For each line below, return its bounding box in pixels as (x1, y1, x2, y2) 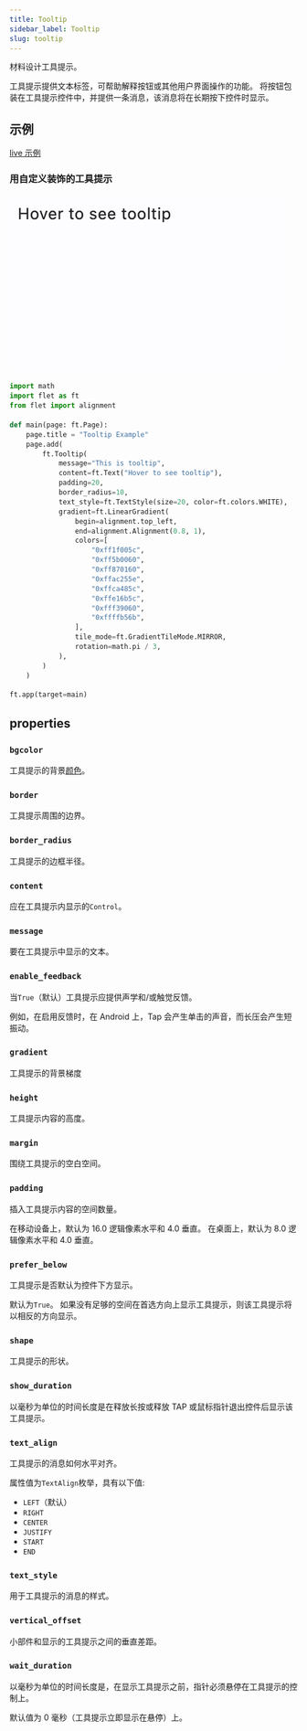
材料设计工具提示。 (9, 61, 82, 72)
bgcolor (9, 745, 44, 755)
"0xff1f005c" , (90, 546, 145, 555)
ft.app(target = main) (9, 690, 89, 699)
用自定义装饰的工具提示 (9, 173, 112, 186)
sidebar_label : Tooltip (9, 24, 101, 34)
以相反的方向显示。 (9, 1311, 82, 1322)
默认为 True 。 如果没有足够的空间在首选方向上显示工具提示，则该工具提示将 (9, 1299, 292, 1311)
